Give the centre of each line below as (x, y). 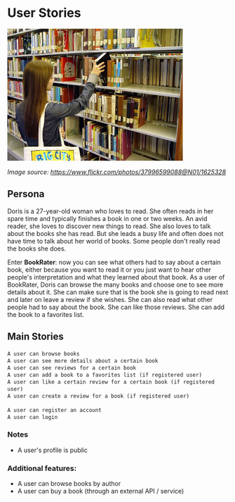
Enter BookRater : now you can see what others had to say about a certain (114, 262)
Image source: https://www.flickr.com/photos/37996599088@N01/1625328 (117, 172)
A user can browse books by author (69, 484)
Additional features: (42, 468)
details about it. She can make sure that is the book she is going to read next (118, 292)
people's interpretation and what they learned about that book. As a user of (116, 277)
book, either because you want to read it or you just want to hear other (109, 270)
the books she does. (37, 249)
